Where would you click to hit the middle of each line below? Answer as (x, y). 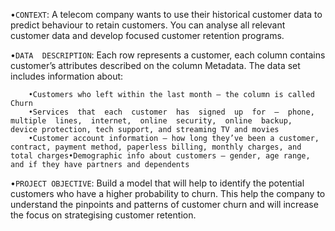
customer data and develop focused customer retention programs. (147, 35)
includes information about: (67, 76)
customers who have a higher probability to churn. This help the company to (168, 193)
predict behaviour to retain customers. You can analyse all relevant (148, 25)
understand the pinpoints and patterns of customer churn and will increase (164, 204)
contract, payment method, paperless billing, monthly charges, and (156, 147)
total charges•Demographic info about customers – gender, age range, (160, 156)
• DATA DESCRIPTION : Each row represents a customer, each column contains (168, 55)
